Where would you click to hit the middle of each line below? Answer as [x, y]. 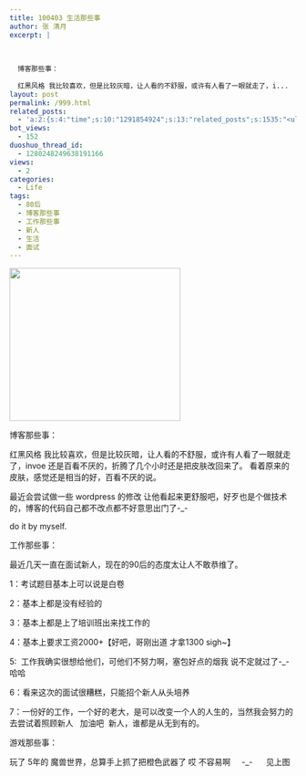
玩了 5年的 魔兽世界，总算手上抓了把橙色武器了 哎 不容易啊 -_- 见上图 [150, 762]
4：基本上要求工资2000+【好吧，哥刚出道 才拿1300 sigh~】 [122, 642]
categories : [32, 179]
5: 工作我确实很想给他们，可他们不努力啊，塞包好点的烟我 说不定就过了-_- [149, 662]
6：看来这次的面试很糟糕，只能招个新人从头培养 [100, 692]
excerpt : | [30, 35]
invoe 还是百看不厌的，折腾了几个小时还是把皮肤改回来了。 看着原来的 [157, 466]
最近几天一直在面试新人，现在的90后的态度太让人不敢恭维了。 [126, 565]
